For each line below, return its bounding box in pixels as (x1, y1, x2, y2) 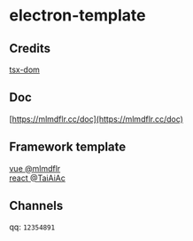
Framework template (9, 140, 127, 155)
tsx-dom (9, 64, 40, 75)
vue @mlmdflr (9, 163, 61, 173)
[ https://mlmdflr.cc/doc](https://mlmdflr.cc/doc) (9, 113, 184, 125)
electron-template (9, 5, 146, 26)
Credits (9, 41, 51, 56)
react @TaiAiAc (9, 173, 66, 183)
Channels (9, 198, 64, 213)
